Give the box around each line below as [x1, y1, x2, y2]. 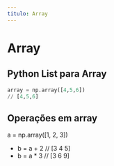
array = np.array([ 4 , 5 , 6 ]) [7, 86, 85, 93]
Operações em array [7, 112, 98, 124]
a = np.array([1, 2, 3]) [7, 130, 68, 139]
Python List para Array [7, 68, 107, 80]
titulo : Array [7, 10, 49, 17]
